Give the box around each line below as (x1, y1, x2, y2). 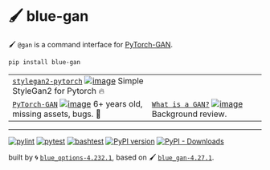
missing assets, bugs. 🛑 (12, 108, 102, 119)
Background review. (151, 108, 227, 119)
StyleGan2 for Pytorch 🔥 (12, 85, 105, 96)
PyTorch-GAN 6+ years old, (12, 98, 143, 109)
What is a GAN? (151, 99, 211, 109)
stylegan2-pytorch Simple (12, 75, 144, 86)
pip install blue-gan (8, 58, 81, 66)
